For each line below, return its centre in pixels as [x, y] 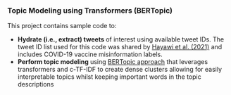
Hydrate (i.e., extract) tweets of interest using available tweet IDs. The [121, 39]
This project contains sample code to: [62, 26]
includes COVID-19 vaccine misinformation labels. [90, 54]
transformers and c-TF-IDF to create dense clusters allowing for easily [120, 70]
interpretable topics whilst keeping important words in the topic [110, 77]
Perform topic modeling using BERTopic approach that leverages [113, 62]
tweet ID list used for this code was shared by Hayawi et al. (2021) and [120, 47]
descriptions [36, 84]
